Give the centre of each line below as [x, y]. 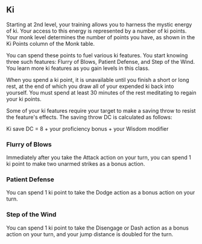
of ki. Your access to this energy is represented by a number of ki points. [96, 31]
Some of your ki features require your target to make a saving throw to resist [101, 110]
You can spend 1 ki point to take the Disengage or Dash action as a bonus [97, 228]
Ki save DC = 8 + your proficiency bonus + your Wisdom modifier [87, 128]
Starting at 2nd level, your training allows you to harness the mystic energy [99, 24]
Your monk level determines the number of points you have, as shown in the [101, 37]
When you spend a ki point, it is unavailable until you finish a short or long [98, 80]
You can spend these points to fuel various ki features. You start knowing [97, 55]
